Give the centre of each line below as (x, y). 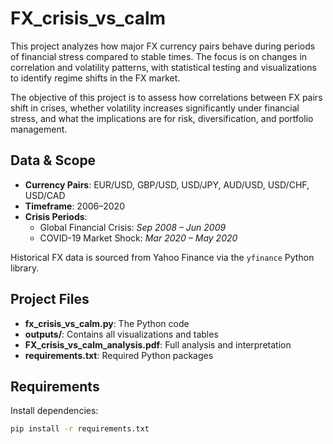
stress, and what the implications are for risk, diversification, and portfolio (162, 118)
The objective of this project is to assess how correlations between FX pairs (166, 97)
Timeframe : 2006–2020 (74, 206)
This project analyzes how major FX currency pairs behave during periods (163, 46)
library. (25, 268)
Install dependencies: (54, 411)
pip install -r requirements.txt (80, 429)
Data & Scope (53, 160)
